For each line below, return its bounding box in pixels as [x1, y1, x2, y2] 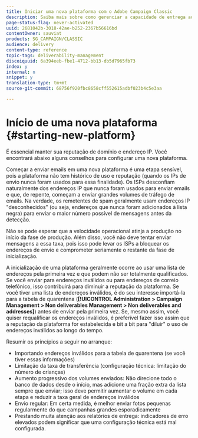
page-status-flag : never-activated [6, 19, 94, 25]
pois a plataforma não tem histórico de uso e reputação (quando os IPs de [6, 172, 186, 179]
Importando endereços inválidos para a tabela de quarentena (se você [14, 349, 186, 357]
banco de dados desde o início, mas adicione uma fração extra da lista [14, 381, 187, 388]
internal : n [6, 69, 35, 75]
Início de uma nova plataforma [6, 116, 158, 130]
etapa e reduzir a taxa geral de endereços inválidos [14, 393, 140, 400]
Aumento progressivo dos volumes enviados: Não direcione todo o [14, 374, 177, 381]
